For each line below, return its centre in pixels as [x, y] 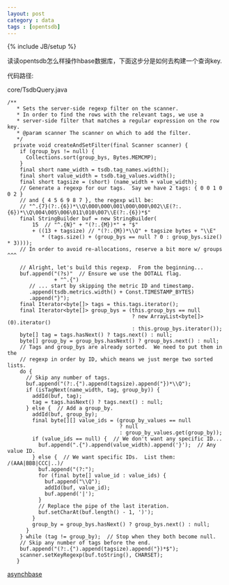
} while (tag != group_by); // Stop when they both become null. [118, 537]
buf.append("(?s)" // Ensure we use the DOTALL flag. [101, 274]
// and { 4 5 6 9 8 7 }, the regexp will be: [87, 201]
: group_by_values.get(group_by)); [171, 433]
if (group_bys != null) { [57, 152]
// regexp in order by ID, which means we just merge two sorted [117, 360]
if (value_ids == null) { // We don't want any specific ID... [127, 439]
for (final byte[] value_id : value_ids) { [102, 476]
